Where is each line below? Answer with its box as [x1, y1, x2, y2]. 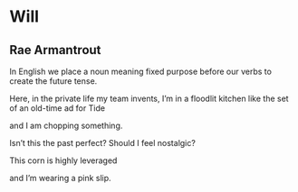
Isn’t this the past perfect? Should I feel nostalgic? [9, 138, 197, 148]
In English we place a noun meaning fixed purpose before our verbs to [9, 66, 272, 77]
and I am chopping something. [9, 120, 123, 131]
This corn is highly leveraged [9, 155, 118, 166]
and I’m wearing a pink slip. [9, 173, 111, 183]
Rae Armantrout [9, 42, 101, 58]
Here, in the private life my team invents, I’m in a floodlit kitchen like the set [9, 93, 289, 104]
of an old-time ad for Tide [9, 103, 106, 114]
